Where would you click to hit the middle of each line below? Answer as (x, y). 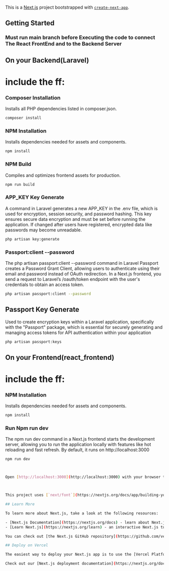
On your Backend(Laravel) (47, 60)
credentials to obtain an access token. (45, 284)
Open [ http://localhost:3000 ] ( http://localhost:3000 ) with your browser (83, 477)
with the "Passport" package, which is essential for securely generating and (84, 327)
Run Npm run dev (27, 428)
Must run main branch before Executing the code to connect (80, 37)
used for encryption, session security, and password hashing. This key (78, 214)
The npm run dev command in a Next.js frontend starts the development (80, 439)
